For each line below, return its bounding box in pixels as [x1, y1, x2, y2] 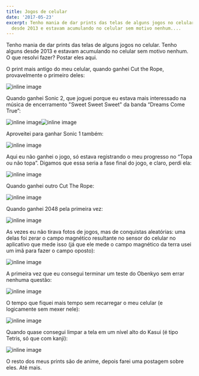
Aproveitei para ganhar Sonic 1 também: [6, 130, 104, 137]
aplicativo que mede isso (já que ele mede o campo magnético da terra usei [6, 241, 191, 248]
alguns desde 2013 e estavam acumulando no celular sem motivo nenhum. [6, 48, 188, 55]
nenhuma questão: [6, 277, 52, 284]
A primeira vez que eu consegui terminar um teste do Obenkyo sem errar [6, 270, 185, 277]
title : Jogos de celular [6, 8, 68, 15]
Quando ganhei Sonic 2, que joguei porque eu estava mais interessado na [6, 95, 187, 102]
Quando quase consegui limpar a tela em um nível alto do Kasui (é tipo [6, 329, 179, 336]
